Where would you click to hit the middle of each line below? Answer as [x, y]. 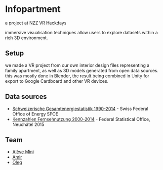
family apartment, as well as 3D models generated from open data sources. [82, 70]
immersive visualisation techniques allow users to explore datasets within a [81, 32]
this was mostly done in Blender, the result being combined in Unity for [77, 76]
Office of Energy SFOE [35, 114]
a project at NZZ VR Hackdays [36, 23]
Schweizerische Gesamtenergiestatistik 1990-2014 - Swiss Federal [80, 109]
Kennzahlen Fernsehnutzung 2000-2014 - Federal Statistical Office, [81, 119]
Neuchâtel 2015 [28, 124]
